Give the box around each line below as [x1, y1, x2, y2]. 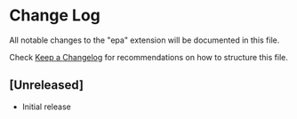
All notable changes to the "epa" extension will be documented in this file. [9, 35, 280, 45]
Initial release [21, 101, 71, 112]
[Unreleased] [9, 77, 84, 93]
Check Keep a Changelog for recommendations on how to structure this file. [9, 52, 289, 62]
